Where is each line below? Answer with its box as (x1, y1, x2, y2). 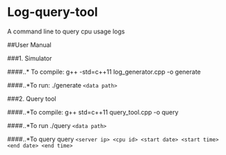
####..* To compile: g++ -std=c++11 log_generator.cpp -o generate (7, 67, 202, 76)
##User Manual (7, 40, 52, 49)
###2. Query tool (7, 95, 57, 103)
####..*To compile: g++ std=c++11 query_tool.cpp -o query (7, 108, 179, 116)
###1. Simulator (7, 54, 52, 63)
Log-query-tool (7, 4, 99, 20)
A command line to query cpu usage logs (7, 27, 125, 35)
